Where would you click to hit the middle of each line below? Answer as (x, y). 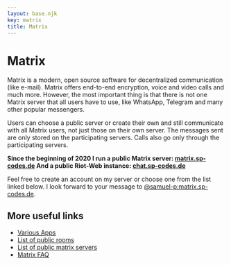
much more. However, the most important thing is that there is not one (108, 95)
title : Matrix (28, 26)
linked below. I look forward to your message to (75, 187)
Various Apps (36, 232)
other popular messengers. (46, 110)
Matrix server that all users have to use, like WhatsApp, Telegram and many (115, 102)
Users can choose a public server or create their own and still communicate (115, 123)
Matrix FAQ (33, 255)
